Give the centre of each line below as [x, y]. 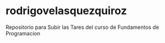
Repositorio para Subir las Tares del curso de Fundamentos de [82, 27]
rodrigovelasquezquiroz [66, 11]
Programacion [23, 33]
